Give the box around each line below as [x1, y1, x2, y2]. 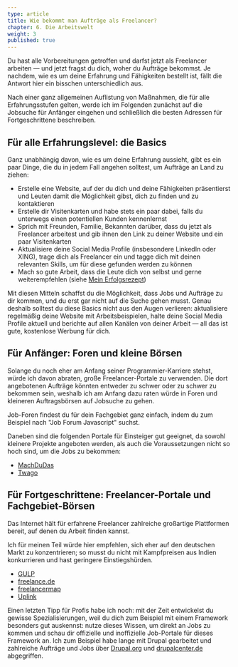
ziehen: [7, 170, 30, 179]
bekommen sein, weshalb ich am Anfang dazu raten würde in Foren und [7, 389, 218, 398]
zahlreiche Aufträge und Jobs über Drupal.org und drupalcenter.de [7, 643, 203, 652]
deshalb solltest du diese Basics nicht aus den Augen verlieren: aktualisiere [7, 304, 228, 312]
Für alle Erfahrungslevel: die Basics [7, 136, 167, 148]
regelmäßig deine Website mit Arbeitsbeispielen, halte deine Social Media [7, 311, 222, 320]
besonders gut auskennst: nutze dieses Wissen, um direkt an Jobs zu [7, 621, 211, 629]
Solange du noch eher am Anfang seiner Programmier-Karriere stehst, [7, 366, 213, 375]
